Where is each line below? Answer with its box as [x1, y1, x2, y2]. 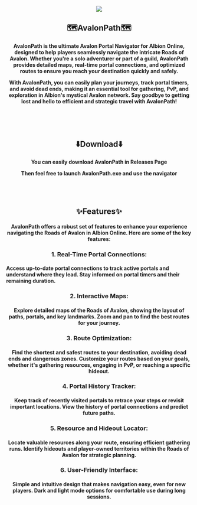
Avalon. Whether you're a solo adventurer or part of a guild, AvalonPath [9, 55, 189, 62]
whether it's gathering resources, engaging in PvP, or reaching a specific [8, 361, 191, 369]
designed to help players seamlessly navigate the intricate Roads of [14, 48, 184, 56]
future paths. [82, 409, 116, 416]
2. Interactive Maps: [70, 292, 129, 301]
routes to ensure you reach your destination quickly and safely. [19, 67, 179, 74]
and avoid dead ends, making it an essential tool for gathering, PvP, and [9, 85, 189, 92]
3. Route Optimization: [66, 334, 132, 342]
